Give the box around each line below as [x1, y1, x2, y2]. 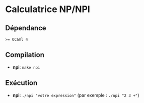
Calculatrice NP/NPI [5, 4, 91, 15]
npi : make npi [12, 64, 40, 70]
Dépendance [5, 24, 46, 32]
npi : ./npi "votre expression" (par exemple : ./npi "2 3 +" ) [12, 92, 139, 98]
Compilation [5, 50, 44, 59]
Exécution [5, 79, 38, 87]
